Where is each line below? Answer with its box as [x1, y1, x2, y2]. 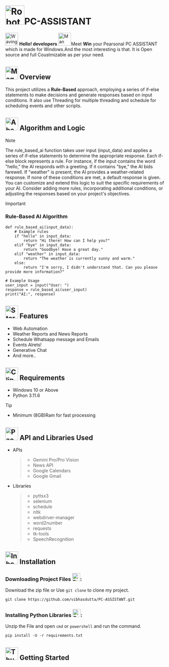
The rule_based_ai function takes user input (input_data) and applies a [5, 147, 152, 153]
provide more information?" [5, 269, 65, 274]
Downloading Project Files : [5, 575, 82, 582]
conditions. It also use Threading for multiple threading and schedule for [5, 97, 156, 103]
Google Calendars [32, 468, 71, 474]
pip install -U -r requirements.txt [5, 633, 83, 638]
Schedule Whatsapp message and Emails [12, 336, 99, 342]
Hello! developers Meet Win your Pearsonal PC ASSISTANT [19, 41, 158, 47]
